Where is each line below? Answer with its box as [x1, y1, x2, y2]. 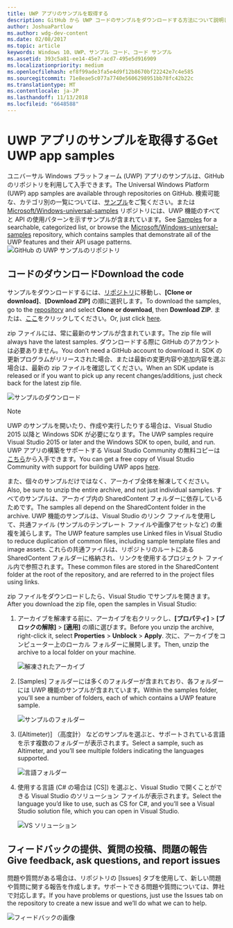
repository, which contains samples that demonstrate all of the [32, 230, 212, 238]
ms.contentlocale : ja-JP [7, 88, 79, 94]
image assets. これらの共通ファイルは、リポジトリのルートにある [7, 545, 194, 553]
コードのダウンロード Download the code [7, 268, 184, 280]
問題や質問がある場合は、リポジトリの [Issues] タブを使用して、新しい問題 [7, 874, 222, 882]
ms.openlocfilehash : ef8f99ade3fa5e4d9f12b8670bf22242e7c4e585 [7, 68, 194, 75]
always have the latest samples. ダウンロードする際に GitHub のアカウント [7, 338, 221, 346]
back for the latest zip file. [7, 379, 82, 387]
